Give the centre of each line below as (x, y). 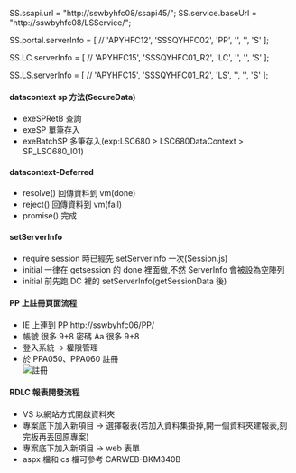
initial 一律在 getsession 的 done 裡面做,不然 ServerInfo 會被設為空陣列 (153, 269)
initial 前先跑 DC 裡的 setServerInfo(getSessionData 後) (125, 281)
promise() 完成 (50, 216)
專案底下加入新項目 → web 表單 (81, 448)
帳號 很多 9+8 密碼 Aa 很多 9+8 (81, 336)
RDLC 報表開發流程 (45, 393)
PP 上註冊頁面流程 (43, 303)
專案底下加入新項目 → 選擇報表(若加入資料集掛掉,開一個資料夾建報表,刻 (155, 426)
